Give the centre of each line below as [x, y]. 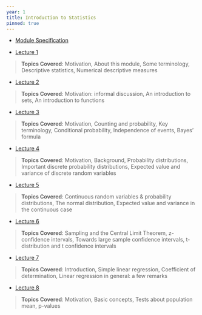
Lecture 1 [26, 52]
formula [31, 137]
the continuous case [47, 209]
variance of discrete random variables [69, 173]
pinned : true [23, 23]
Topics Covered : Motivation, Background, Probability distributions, [105, 160]
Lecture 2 [27, 82]
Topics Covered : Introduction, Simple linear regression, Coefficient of [108, 269]
